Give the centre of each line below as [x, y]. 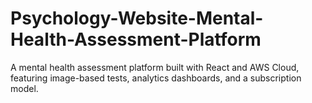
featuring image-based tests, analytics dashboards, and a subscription [156, 78]
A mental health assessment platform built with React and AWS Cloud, [155, 67]
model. [24, 88]
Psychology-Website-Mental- [137, 18]
